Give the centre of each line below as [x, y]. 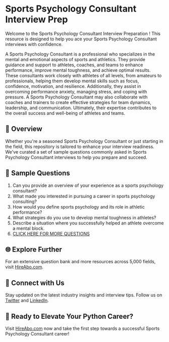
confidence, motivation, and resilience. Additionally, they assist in [73, 86]
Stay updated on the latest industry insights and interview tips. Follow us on [84, 295]
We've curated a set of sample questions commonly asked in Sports [76, 152]
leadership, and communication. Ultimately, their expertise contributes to [81, 108]
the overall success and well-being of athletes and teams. [65, 113]
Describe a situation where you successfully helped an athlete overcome [88, 223]
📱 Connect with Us [35, 283]
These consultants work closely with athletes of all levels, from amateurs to [83, 75]
